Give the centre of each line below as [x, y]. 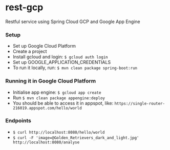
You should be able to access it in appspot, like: [63, 103]
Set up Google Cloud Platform [44, 46]
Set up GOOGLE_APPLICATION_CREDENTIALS [62, 62]
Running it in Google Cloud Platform [51, 81]
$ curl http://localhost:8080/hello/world [59, 132]
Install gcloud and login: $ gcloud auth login [60, 57]
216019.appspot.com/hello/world [47, 108]
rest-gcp [24, 7]
